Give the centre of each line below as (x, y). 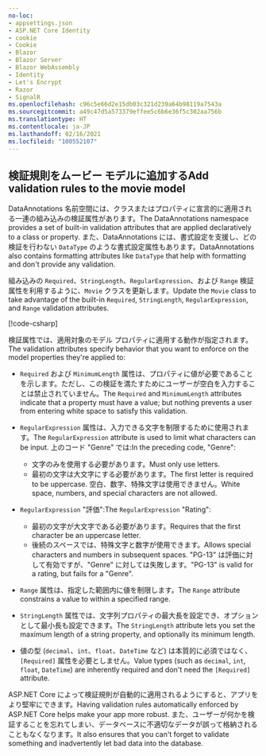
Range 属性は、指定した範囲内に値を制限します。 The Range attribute (130, 590)
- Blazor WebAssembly (44, 68)
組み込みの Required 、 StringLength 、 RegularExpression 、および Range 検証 (131, 281)
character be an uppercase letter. (86, 536)
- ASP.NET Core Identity (49, 30)
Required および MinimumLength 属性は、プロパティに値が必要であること (136, 374)
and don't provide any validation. (62, 264)
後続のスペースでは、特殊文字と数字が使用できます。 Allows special (141, 545)
